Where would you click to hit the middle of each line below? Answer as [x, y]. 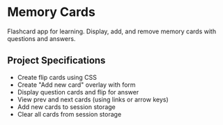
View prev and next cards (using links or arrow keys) [93, 99]
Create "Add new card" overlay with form [76, 85]
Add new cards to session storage [67, 107]
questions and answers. [41, 38]
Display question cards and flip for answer [78, 92]
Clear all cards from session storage [69, 114]
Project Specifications [56, 61]
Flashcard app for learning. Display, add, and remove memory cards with [112, 31]
